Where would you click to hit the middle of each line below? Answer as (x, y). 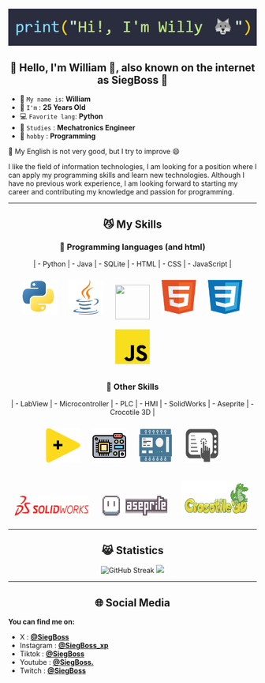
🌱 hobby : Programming (58, 136)
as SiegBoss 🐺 (132, 80)
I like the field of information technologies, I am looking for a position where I (132, 167)
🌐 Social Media (132, 603)
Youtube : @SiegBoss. (56, 662)
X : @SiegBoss (44, 637)
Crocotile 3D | (132, 413)
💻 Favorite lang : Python (62, 116)
